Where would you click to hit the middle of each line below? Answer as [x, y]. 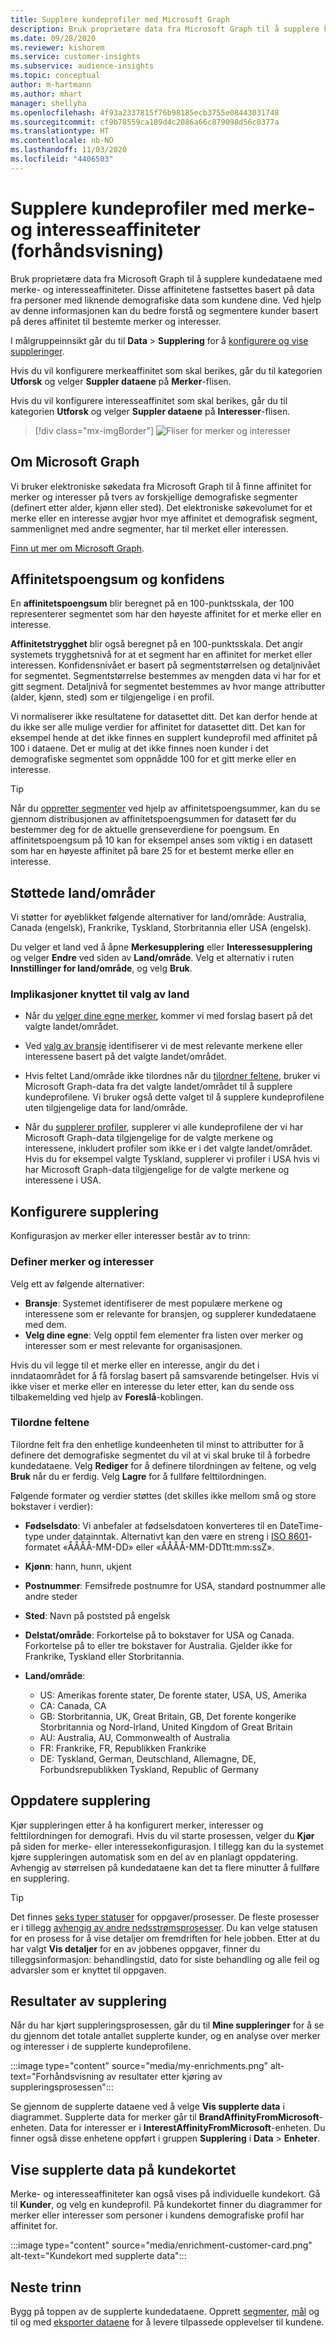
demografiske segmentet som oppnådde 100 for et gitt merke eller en [153, 759]
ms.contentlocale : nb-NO [62, 141]
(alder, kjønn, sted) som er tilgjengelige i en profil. [112, 697]
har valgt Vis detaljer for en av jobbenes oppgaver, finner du [135, 1948]
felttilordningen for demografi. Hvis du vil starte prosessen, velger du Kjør [162, 1835]
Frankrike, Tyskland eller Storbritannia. [104, 1656]
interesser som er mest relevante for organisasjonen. [133, 1345]
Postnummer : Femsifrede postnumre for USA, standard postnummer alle [175, 1585]
